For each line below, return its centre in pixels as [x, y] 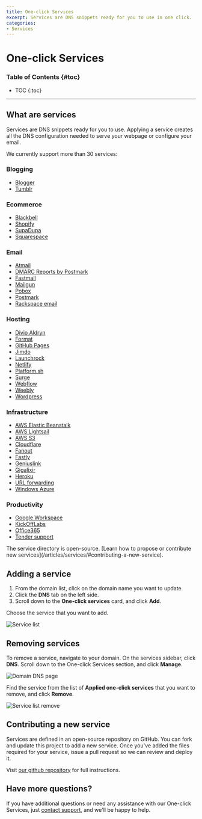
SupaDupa [28, 230]
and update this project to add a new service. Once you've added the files [98, 745]
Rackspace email [36, 304]
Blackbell [26, 218]
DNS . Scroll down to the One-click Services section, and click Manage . [94, 664]
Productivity [25, 504]
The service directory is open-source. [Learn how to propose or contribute [99, 549]
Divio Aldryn [30, 332]
